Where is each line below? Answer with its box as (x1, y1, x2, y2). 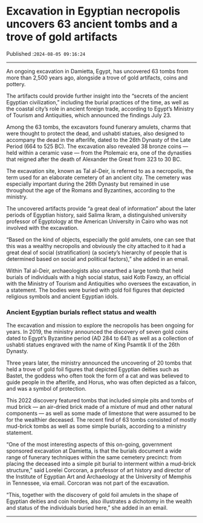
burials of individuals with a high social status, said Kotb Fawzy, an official (6, 273, 190, 280)
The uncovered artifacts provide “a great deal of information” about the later (6, 204, 196, 212)
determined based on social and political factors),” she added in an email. (6, 255, 189, 262)
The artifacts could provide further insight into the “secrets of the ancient (6, 92, 188, 100)
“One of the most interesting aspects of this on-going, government (6, 441, 172, 448)
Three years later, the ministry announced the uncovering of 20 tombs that (6, 359, 192, 366)
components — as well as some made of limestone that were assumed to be (6, 410, 196, 417)
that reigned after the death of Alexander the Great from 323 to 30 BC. (6, 155, 182, 163)
